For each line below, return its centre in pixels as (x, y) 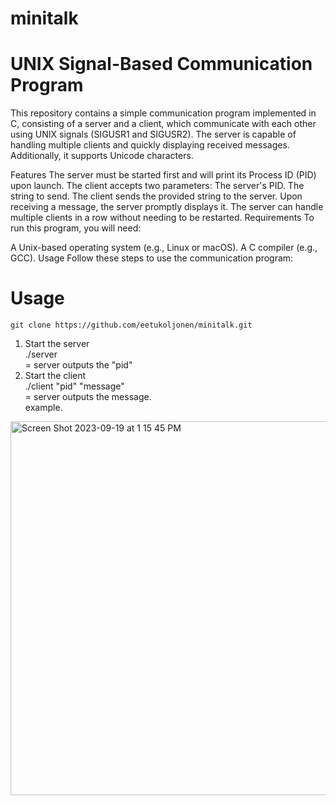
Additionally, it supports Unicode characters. (102, 156)
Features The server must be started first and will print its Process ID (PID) (163, 175)
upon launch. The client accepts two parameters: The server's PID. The (157, 186)
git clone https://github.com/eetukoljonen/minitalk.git (131, 325)
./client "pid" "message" (74, 386)
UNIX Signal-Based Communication (161, 64)
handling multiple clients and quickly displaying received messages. (150, 145)
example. (43, 408)
